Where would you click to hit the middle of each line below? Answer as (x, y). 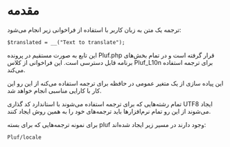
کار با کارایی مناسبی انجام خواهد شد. (54, 90)
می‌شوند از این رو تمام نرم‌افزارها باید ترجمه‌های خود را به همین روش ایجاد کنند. (109, 111)
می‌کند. (16, 70)
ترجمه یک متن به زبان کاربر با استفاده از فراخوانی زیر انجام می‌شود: (94, 30)
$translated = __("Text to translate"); (67, 42)
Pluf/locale (24, 137)
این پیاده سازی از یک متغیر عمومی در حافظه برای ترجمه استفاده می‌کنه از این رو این (115, 83)
